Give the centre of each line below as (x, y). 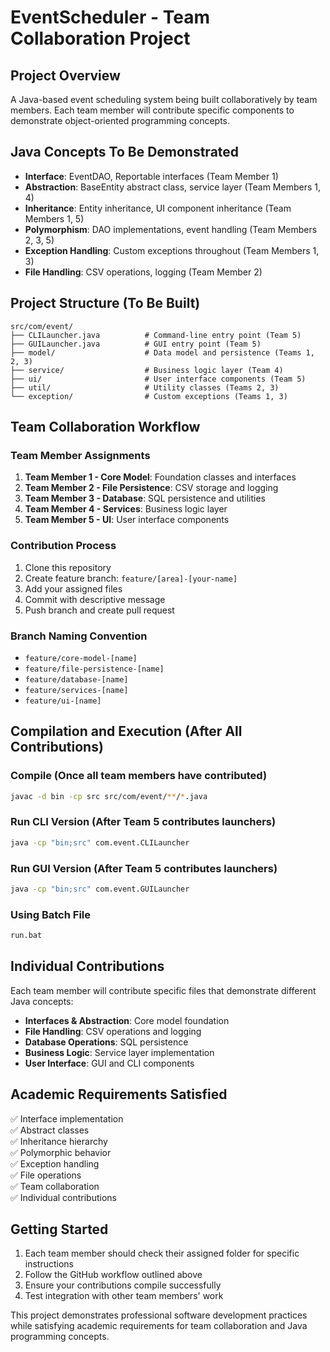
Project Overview (65, 75)
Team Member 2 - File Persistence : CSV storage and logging (151, 488)
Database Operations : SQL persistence (106, 1042)
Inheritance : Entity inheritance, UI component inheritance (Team (158, 208)
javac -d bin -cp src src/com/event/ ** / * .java (109, 796)
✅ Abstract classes (50, 1130)
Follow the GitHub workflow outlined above (113, 1275)
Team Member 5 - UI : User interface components (127, 520)
